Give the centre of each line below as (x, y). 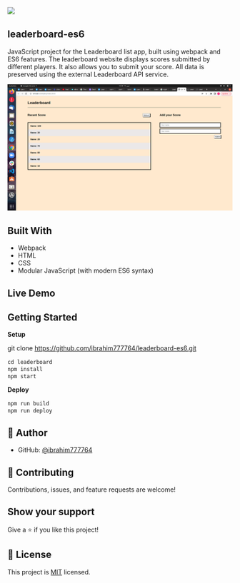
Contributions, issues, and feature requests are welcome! (92, 490)
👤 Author (27, 433)
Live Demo (31, 293)
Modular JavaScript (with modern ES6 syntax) (85, 270)
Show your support (51, 512)
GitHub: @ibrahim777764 (55, 450)
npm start (22, 377)
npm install (25, 370)
